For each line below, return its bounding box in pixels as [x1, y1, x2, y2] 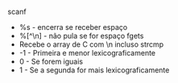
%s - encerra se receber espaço [19, 23, 128, 31]
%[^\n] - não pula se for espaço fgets [19, 31, 144, 40]
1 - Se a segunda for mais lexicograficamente [19, 65, 170, 75]
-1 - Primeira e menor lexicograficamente [19, 48, 156, 57]
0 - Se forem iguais [19, 56, 84, 66]
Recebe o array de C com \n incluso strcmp [19, 39, 164, 49]
